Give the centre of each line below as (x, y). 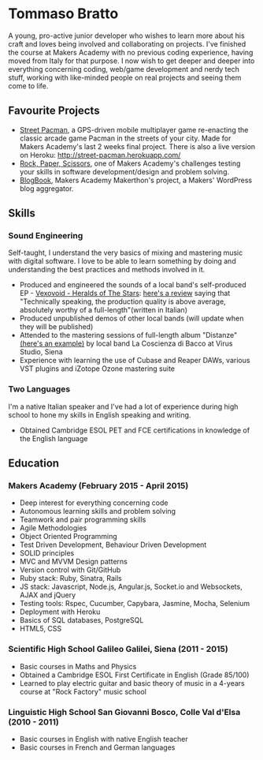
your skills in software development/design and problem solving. (124, 171)
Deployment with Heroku (60, 612)
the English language (54, 438)
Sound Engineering (46, 236)
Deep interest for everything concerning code (94, 503)
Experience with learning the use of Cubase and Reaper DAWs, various (135, 361)
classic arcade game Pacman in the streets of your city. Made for (125, 138)
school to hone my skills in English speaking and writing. (100, 414)
